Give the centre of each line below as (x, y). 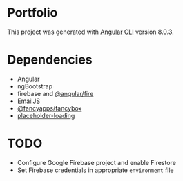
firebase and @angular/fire (55, 93)
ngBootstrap (35, 86)
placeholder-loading (46, 115)
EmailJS (29, 101)
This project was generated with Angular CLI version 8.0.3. (90, 32)
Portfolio (32, 13)
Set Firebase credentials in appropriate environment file (95, 170)
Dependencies (50, 60)
